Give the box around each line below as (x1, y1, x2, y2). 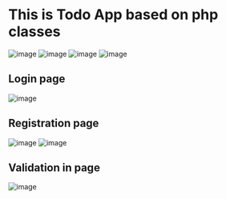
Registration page (8, 117, 99, 130)
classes (8, 22, 62, 41)
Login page (8, 72, 66, 86)
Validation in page (8, 161, 100, 174)
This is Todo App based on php (8, 6, 219, 24)
